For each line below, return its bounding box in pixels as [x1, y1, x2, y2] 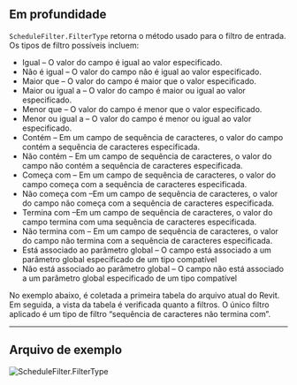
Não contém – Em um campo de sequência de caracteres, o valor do [21, 150, 272, 162]
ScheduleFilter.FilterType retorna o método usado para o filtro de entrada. [9, 30, 286, 41]
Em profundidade [9, 7, 107, 22]
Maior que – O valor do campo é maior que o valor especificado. [21, 75, 256, 87]
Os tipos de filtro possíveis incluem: [9, 40, 140, 50]
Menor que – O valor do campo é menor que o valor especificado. [21, 103, 263, 114]
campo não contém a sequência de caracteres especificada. [21, 160, 243, 170]
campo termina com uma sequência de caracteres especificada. [21, 216, 257, 227]
